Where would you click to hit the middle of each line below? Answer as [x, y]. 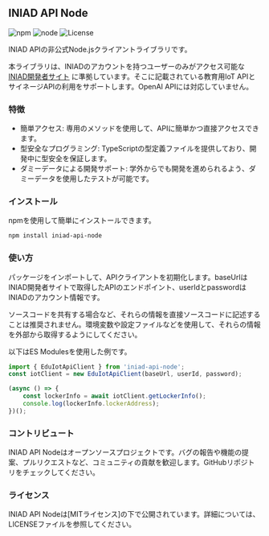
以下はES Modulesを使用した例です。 [70, 351]
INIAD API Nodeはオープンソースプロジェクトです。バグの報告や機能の [125, 452]
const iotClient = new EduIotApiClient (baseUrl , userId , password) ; [125, 374]
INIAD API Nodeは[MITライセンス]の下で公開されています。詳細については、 [134, 514]
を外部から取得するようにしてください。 [75, 334]
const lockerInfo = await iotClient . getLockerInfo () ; [114, 396]
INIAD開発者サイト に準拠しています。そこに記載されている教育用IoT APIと [132, 76]
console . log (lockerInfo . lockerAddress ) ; [91, 404]
